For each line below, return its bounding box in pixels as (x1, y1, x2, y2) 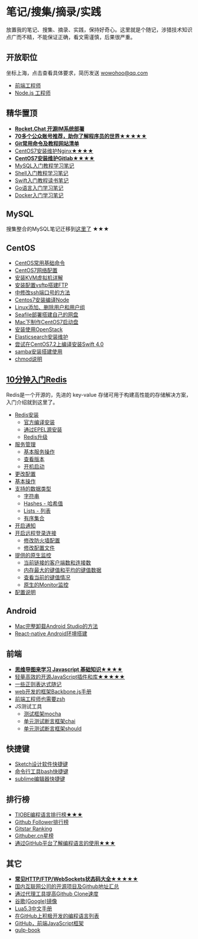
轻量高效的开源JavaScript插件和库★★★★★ (14, 673, 125, 680)
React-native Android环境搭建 (14, 630, 87, 637)
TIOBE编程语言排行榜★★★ (14, 811, 83, 818)
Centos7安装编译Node (14, 296, 70, 303)
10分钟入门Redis (6, 374, 67, 384)
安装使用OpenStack (14, 326, 63, 333)
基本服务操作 (23, 448, 55, 455)
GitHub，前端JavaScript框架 (14, 920, 84, 927)
